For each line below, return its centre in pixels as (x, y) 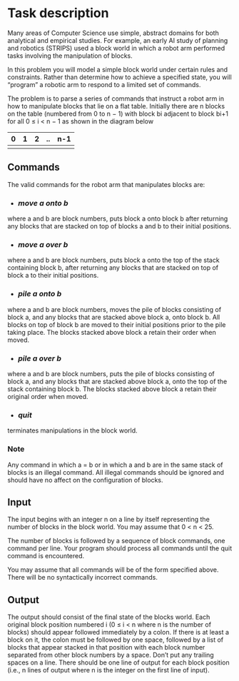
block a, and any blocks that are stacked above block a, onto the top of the (117, 381)
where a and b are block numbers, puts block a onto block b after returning (118, 218)
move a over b (43, 244)
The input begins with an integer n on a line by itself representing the (109, 520)
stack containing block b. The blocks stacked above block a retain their (112, 389)
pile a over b (40, 358)
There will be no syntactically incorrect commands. (83, 577)
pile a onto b (40, 294)
